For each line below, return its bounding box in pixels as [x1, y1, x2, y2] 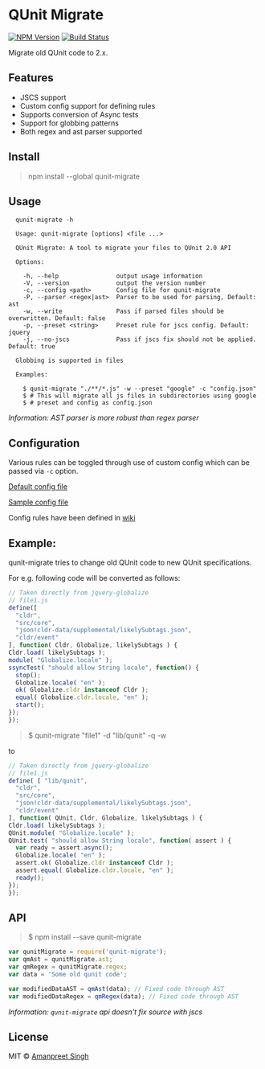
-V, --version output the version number [22, 279, 206, 287]
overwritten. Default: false [8, 315, 106, 323]
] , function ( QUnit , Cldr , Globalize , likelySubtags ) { [8, 814, 203, 822]
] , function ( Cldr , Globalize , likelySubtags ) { [8, 641, 178, 649]
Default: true [8, 343, 56, 351]
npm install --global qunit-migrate [27, 171, 141, 181]
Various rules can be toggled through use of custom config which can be [8, 458, 251, 467]
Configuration [8, 436, 80, 450]
